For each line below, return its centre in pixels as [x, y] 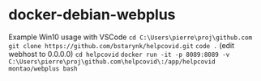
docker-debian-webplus [92, 15]
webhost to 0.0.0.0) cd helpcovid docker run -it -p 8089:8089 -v [119, 54]
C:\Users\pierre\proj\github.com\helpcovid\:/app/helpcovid [112, 62]
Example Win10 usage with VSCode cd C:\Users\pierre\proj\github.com [130, 37]
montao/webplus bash [43, 69]
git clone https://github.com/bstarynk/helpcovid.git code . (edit [122, 45]
